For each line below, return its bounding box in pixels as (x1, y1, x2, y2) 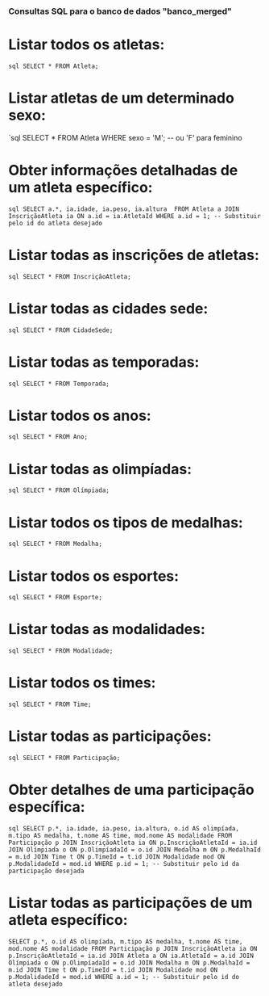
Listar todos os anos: (8, 406, 151, 425)
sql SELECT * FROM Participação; (8, 754, 121, 763)
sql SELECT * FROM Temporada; (8, 380, 110, 388)
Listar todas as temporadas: (8, 353, 200, 371)
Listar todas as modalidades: (8, 620, 205, 639)
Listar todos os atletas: (8, 36, 165, 54)
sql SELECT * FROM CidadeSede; (8, 326, 114, 334)
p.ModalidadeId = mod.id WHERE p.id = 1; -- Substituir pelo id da (8, 860, 240, 868)
